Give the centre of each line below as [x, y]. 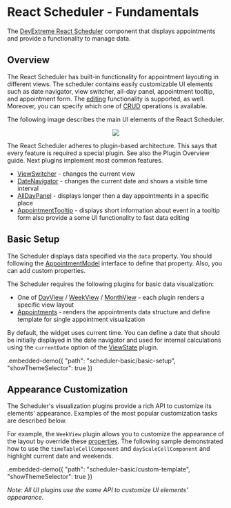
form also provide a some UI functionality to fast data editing [103, 217]
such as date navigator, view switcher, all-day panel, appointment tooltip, [111, 91]
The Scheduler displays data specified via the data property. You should [110, 256]
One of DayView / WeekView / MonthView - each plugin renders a [111, 297]
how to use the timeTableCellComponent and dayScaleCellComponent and [109, 449]
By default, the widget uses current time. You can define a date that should [114, 332]
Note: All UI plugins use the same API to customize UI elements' [98, 490]
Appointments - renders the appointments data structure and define [113, 312]
